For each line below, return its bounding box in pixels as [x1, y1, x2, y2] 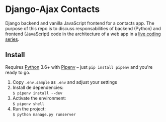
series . [5, 36, 19, 42]
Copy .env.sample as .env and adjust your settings [12, 79, 117, 85]
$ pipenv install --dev [12, 90, 63, 96]
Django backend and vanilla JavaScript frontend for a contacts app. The [5, 20, 154, 26]
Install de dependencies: [12, 84, 64, 90]
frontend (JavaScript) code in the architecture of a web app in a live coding [5, 31, 161, 37]
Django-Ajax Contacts [5, 4, 100, 15]
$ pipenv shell [12, 101, 45, 106]
